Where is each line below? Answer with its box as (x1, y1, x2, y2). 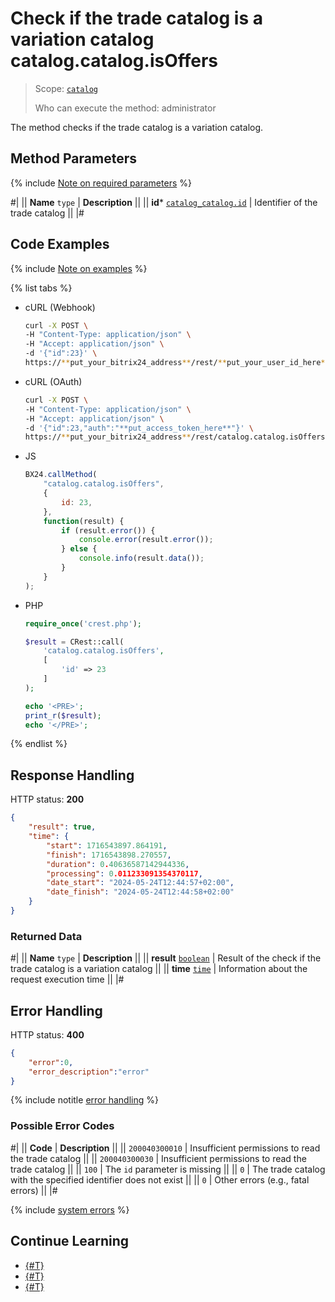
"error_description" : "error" (28, 1067, 150, 1077)
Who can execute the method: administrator (34, 102, 217, 114)
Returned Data (10, 929, 83, 943)
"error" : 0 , (28, 1057, 74, 1067)
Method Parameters (10, 150, 137, 167)
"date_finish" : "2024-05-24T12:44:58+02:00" (46, 887, 235, 897)
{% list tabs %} (10, 282, 73, 294)
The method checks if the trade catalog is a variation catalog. (10, 121, 264, 133)
